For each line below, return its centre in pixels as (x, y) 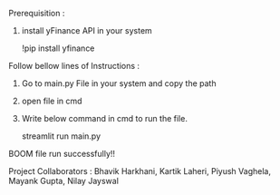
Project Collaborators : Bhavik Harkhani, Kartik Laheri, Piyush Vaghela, (140, 171)
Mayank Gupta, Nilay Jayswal (64, 181)
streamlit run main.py (61, 136)
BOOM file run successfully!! (62, 154)
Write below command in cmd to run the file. (104, 118)
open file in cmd (52, 101)
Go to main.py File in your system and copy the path (119, 83)
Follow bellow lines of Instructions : (74, 66)
